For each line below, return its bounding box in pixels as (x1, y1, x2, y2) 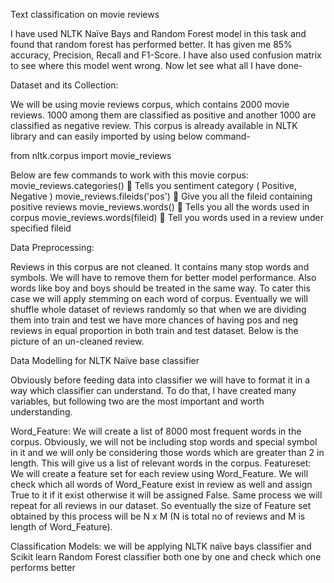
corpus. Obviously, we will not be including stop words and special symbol (10, 436, 318, 448)
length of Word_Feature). (10, 521, 113, 533)
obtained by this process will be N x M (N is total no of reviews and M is (10, 510, 306, 522)
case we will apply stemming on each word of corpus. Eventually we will (10, 293, 308, 304)
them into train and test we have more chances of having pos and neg (10, 314, 299, 326)
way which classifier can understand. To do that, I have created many (10, 385, 297, 396)
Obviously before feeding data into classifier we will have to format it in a (10, 374, 311, 386)
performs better (10, 562, 76, 573)
